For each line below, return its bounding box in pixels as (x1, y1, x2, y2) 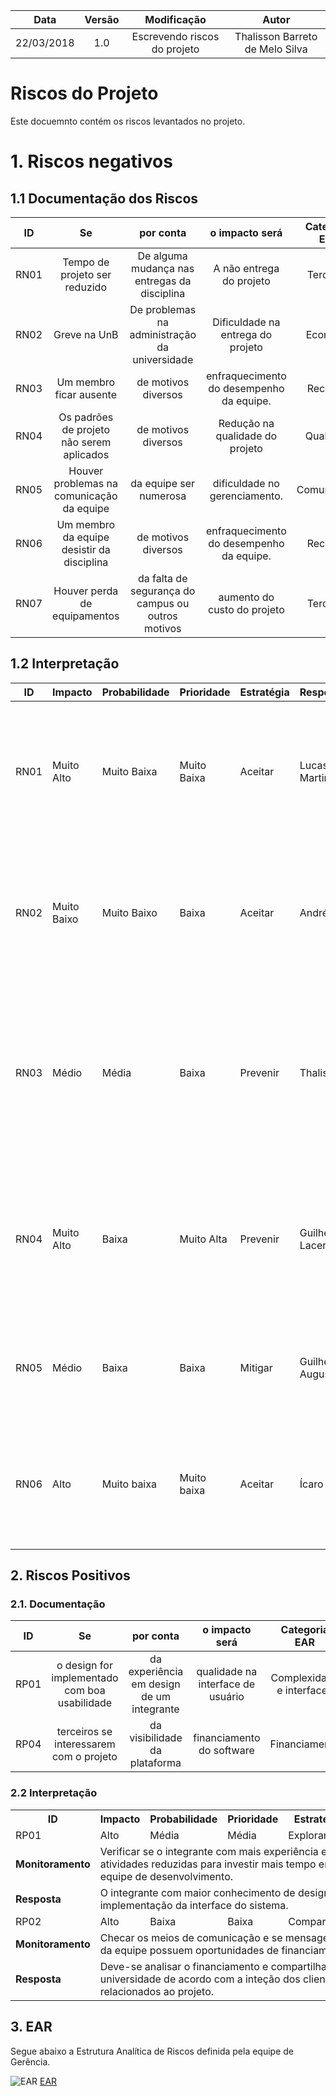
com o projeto (51, 1750, 118, 1764)
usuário (208, 1690, 245, 1704)
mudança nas (131, 261, 195, 275)
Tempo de (62, 255, 110, 269)
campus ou (136, 596, 190, 610)
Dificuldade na (212, 315, 281, 329)
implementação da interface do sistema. (99, 1898, 289, 1912)
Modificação (144, 13, 207, 26)
